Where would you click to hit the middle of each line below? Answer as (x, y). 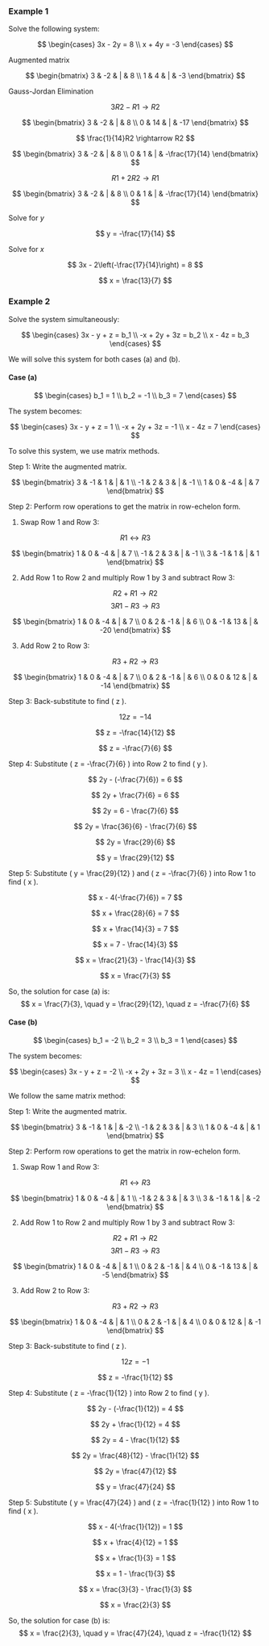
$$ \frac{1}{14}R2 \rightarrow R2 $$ (135, 138)
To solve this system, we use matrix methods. (84, 450)
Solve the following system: (54, 29)
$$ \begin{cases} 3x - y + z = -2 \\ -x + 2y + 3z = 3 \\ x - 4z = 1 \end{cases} (135, 1072)
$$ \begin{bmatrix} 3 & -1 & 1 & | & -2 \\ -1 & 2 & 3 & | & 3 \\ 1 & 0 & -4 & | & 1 (135, 1127)
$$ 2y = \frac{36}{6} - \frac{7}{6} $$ (135, 826)
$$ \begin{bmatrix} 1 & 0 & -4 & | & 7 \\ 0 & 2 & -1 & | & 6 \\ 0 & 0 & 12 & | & (135, 676)
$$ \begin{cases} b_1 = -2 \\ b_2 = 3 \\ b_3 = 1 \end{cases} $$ (135, 1040)
